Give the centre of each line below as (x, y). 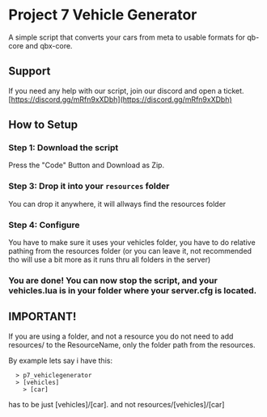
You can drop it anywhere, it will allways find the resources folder (117, 204)
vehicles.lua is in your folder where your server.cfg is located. (133, 290)
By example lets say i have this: (61, 360)
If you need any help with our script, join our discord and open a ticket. (126, 91)
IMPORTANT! (42, 317)
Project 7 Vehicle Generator (103, 15)
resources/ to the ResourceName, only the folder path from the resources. (132, 344)
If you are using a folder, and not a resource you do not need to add (121, 336)
